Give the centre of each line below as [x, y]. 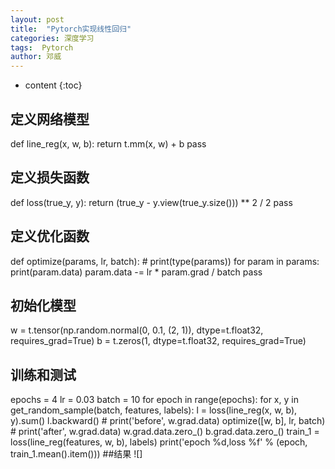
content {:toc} [53, 85]
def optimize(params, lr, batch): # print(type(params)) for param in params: [165, 261]
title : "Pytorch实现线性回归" [71, 29]
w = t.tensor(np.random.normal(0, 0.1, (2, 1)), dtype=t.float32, [137, 330]
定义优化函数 [50, 236]
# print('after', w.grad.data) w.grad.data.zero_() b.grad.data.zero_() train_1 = [165, 432]
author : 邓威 [36, 57]
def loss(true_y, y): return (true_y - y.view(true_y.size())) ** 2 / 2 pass [151, 202]
